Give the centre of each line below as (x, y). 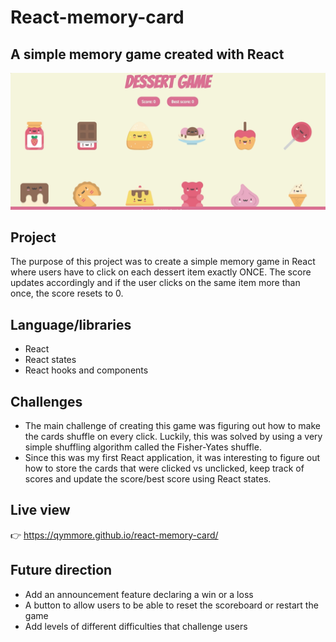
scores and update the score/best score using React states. (148, 478)
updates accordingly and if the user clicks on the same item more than (155, 283)
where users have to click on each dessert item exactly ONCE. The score (161, 272)
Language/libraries (71, 324)
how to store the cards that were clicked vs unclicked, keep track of (164, 468)
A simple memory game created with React (147, 54)
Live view (40, 510)
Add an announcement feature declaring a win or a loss (139, 594)
